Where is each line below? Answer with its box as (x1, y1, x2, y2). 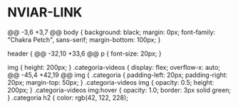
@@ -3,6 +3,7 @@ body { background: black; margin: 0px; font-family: (7, 28, 216, 36)
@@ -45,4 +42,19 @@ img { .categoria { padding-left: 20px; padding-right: (7, 71, 228, 79)
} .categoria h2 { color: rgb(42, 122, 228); (7, 93, 128, 102)
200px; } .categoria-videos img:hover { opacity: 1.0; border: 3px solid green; (7, 85, 232, 94)
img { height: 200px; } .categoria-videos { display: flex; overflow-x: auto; (7, 63, 221, 71)
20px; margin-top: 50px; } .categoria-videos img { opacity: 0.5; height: (7, 78, 214, 86)
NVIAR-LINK (7, 4, 83, 21)
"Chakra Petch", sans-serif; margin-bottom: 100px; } (7, 35, 161, 43)
